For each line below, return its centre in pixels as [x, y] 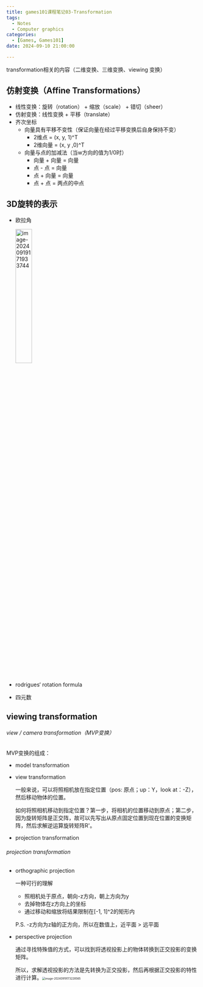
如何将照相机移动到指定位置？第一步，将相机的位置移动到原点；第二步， [106, 810]
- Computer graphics [38, 29]
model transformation [42, 765]
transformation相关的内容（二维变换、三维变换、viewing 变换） [86, 69]
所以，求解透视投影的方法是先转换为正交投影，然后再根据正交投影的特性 [106, 970]
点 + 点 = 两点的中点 [59, 183]
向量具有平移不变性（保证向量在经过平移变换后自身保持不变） [102, 130]
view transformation [40, 777]
